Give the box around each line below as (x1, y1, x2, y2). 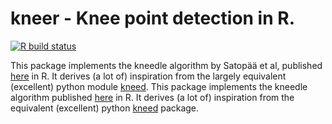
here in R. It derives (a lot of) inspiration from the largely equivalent (10, 70, 287, 82)
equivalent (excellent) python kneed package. (10, 102, 200, 114)
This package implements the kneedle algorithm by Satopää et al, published (10, 59, 323, 71)
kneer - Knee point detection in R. (10, 7, 296, 30)
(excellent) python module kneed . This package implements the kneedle (10, 80, 308, 92)
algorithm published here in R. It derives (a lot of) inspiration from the (10, 91, 295, 103)
